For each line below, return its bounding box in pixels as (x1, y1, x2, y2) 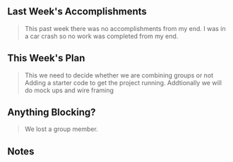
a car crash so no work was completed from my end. (24, 32, 179, 40)
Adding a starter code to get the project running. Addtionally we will (24, 78, 222, 87)
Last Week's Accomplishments (7, 6, 147, 18)
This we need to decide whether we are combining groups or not (24, 70, 214, 80)
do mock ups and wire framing (24, 86, 114, 94)
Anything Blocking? (7, 106, 97, 118)
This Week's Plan (7, 52, 85, 64)
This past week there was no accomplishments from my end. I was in (24, 24, 226, 32)
